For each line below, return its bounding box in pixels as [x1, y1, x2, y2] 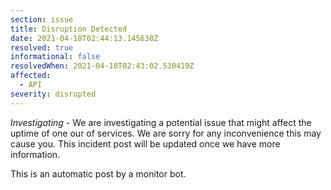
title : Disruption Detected [10, 24, 128, 34]
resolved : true [10, 42, 74, 53]
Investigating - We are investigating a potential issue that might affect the [10, 116, 312, 128]
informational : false [10, 52, 101, 62]
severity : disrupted [10, 89, 97, 99]
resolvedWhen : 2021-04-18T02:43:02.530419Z [10, 61, 195, 71]
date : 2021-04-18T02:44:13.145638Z [10, 33, 159, 43]
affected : [10, 71, 52, 81]
